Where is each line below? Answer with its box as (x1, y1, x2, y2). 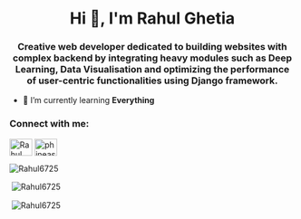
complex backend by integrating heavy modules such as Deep (12, 52, 293, 64)
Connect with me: (9, 118, 90, 130)
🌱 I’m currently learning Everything (22, 95, 155, 106)
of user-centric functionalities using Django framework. (26, 74, 278, 87)
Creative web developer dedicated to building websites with (17, 41, 287, 53)
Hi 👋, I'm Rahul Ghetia (69, 8, 236, 29)
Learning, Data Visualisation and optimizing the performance (15, 63, 290, 76)
